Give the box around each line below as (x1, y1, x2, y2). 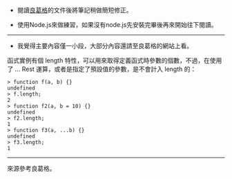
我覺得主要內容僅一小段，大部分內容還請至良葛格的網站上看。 (17, 42, 193, 50)
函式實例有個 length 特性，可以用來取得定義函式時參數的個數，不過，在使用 (7, 56, 222, 64)
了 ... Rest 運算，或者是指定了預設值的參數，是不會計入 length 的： (7, 65, 197, 73)
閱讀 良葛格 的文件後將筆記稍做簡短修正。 (17, 6, 133, 14)
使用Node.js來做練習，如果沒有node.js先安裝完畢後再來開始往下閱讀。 (17, 21, 217, 29)
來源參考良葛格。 (7, 165, 56, 172)
